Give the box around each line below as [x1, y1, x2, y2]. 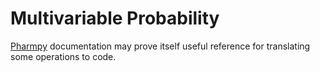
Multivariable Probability [10, 7, 220, 30]
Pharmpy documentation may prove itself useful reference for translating [10, 40, 311, 52]
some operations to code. [10, 50, 117, 62]
